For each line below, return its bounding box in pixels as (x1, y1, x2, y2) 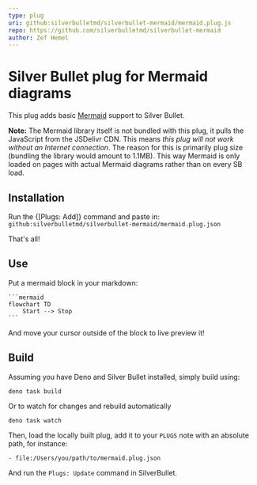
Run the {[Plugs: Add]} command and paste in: (8, 212, 161, 222)
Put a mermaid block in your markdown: (8, 278, 138, 287)
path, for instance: (8, 438, 68, 448)
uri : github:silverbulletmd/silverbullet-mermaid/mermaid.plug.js (8, 19, 232, 27)
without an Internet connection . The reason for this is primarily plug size (8, 143, 244, 153)
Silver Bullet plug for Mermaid (8, 68, 208, 85)
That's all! (8, 234, 40, 244)
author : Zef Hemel (8, 33, 69, 42)
